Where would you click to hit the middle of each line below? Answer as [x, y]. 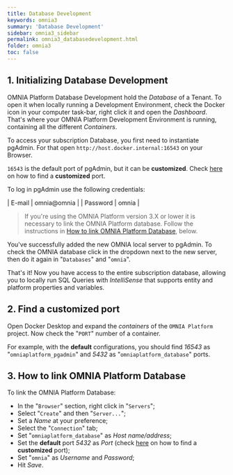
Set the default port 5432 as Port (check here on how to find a [107, 443]
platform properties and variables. [56, 287]
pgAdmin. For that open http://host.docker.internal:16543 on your [105, 147]
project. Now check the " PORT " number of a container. [84, 333]
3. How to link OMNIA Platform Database [97, 376]
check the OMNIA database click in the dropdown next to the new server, [112, 251]
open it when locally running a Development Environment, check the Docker [116, 104]
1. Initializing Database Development [88, 81]
